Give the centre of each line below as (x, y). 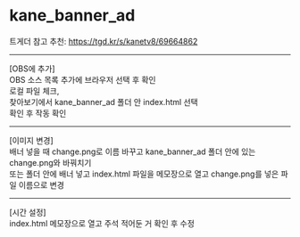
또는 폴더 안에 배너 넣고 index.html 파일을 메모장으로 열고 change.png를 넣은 (144, 174)
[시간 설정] (28, 212)
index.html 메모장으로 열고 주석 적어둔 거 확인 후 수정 (102, 223)
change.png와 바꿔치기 (50, 162)
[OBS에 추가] (32, 69)
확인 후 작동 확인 (38, 113)
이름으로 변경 (42, 184)
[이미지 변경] (31, 140)
